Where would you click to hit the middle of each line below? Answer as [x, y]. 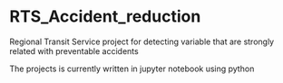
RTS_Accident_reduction [105, 17]
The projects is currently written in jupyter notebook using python [132, 69]
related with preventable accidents [74, 51]
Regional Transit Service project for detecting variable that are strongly [142, 41]
